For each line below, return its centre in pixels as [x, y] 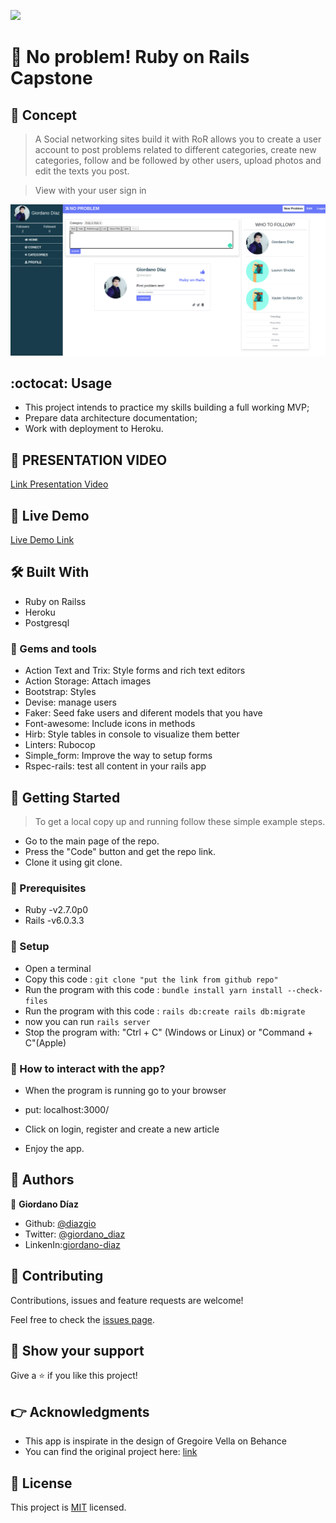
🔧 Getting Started [65, 797]
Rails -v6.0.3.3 [54, 921]
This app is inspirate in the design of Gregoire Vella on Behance [155, 1441]
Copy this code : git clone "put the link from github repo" [151, 979]
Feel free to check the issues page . [82, 1319]
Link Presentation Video [59, 484]
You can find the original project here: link [111, 1452]
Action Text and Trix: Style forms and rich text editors [135, 671]
